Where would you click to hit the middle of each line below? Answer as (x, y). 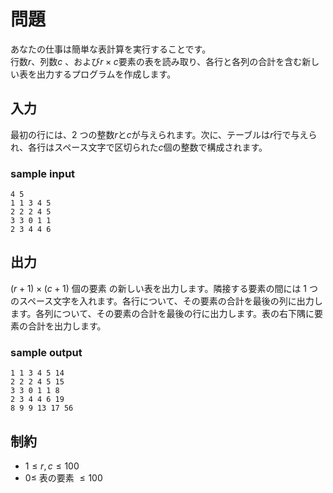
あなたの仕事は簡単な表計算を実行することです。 (111, 49)
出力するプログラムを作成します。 (106, 74)
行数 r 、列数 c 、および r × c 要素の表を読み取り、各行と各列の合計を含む (156, 61)
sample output (46, 352)
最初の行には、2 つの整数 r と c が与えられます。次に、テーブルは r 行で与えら (164, 134)
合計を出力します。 (67, 326)
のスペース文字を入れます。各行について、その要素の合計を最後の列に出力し (166, 301)
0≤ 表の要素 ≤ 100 (63, 477)
